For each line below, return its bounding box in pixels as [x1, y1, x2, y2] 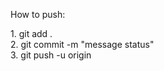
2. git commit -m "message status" [10, 39, 155, 50]
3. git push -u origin [10, 49, 92, 61]
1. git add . [10, 28, 53, 39]
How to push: [10, 9, 66, 20]
